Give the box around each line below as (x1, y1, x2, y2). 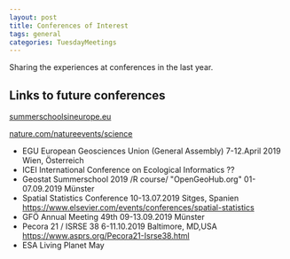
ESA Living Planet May (21, 240, 105, 251)
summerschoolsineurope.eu (9, 112, 112, 122)
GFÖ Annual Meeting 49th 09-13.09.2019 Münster (21, 212, 206, 223)
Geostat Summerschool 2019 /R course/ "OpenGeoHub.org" (21, 174, 242, 184)
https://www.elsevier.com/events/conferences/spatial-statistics (21, 202, 255, 213)
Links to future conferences (9, 88, 166, 103)
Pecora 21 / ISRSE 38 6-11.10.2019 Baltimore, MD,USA (21, 221, 217, 232)
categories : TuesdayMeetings (9, 37, 117, 47)
